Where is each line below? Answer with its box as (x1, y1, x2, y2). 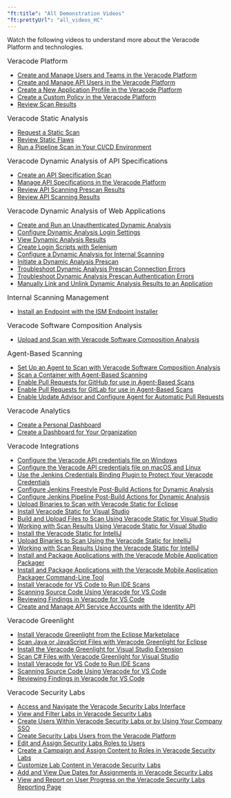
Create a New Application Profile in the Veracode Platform (17, 85, 183, 94)
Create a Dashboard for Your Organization (17, 428, 137, 436)
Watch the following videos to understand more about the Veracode (7, 35, 200, 43)
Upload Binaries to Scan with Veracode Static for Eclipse (17, 500, 179, 508)
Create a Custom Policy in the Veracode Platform (17, 92, 157, 101)
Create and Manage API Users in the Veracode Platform (17, 78, 176, 86)
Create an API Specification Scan (17, 170, 112, 179)
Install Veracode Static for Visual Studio (17, 507, 130, 515)
